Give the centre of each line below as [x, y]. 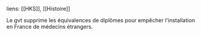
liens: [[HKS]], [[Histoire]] [38, 9]
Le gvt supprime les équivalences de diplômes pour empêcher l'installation [101, 20]
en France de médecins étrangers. [50, 27]
